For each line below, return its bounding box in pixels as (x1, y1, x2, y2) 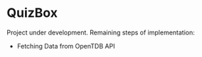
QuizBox (6, 5, 58, 21)
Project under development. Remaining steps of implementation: (6, 28, 195, 37)
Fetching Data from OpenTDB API (16, 42, 115, 50)
